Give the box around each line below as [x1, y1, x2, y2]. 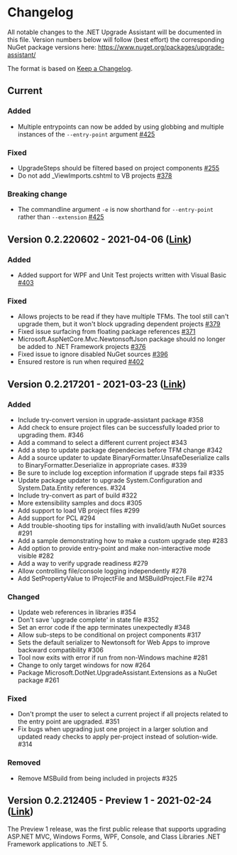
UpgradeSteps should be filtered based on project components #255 [17, 163, 220, 172]
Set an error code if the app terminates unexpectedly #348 [17, 623, 190, 632]
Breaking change [7, 189, 67, 199]
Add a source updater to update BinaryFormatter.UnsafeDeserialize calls [17, 453, 230, 462]
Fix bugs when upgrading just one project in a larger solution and [17, 725, 209, 733]
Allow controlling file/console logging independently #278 [17, 566, 187, 575]
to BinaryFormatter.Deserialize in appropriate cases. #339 [17, 461, 187, 469]
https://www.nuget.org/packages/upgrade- [98, 43, 225, 51]
